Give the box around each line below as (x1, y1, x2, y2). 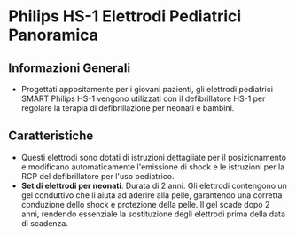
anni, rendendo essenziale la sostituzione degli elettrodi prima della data (20, 208, 285, 219)
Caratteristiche (8, 129, 94, 144)
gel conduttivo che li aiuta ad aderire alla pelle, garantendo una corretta (20, 189, 283, 201)
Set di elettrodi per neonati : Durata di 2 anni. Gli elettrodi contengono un (20, 180, 287, 191)
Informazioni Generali (8, 60, 130, 75)
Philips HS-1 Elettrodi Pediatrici (8, 6, 242, 27)
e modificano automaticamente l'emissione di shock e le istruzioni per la (20, 161, 285, 172)
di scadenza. (20, 217, 68, 228)
